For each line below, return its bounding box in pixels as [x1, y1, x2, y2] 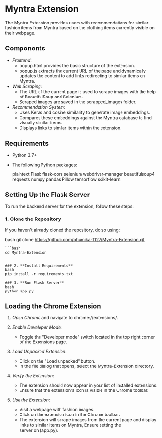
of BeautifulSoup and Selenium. [19, 94, 83, 99]
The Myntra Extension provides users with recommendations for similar [5, 20, 149, 25]
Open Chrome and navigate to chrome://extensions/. [12, 315, 118, 321]
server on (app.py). [19, 427, 59, 433]
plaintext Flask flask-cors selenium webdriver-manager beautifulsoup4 [12, 171, 155, 177]
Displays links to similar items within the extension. [19, 125, 121, 131]
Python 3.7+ [12, 152, 37, 158]
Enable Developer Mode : [12, 324, 62, 330]
